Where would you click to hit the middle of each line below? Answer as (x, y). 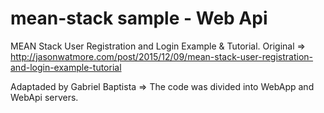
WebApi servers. (44, 97)
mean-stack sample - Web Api (139, 18)
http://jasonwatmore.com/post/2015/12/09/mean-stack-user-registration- (162, 56)
